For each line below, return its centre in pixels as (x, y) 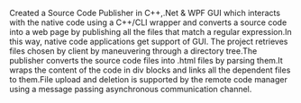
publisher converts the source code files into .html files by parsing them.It (146, 60)
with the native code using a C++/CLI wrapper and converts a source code (148, 22)
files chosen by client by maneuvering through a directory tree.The (133, 51)
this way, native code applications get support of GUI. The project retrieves (149, 41)
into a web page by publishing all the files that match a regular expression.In (151, 32)
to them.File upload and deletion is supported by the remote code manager (149, 79)
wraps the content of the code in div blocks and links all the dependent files (150, 70)
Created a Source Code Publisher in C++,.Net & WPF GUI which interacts (145, 13)
